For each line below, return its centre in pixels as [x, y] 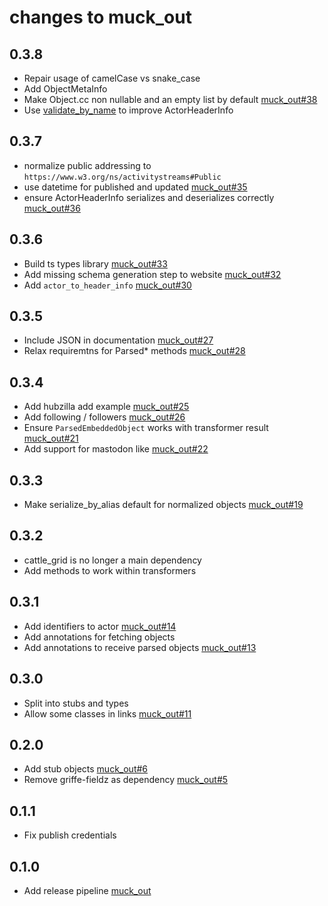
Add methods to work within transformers [110, 570]
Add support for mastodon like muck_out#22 [116, 449]
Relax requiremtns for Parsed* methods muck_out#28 [134, 351]
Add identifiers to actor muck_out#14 [100, 626]
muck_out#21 [51, 438]
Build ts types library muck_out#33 [95, 263]
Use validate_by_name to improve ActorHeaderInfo [128, 110]
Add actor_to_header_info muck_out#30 [107, 285]
